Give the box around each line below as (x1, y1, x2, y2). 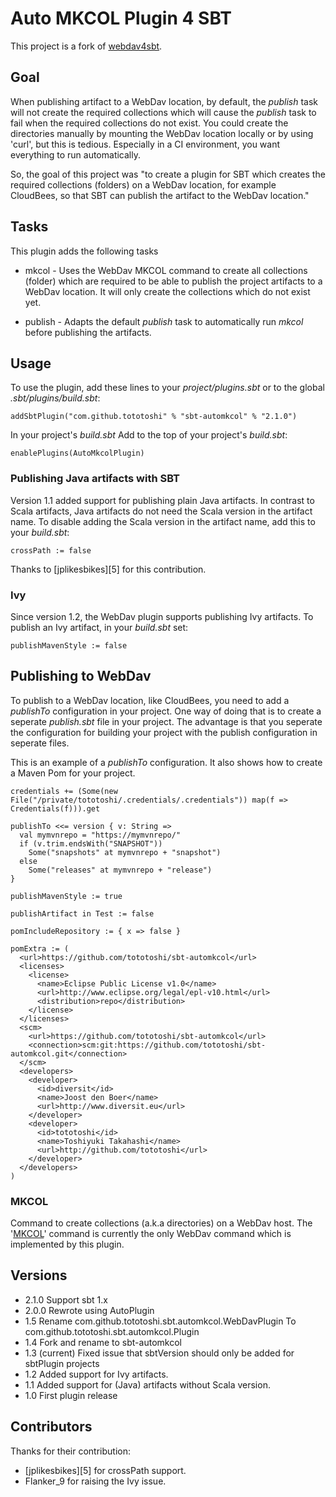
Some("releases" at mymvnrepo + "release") (28, 865, 213, 875)
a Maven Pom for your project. (10, 767, 136, 779)
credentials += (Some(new (10, 786, 118, 796)
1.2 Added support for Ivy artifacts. (24, 1368, 169, 1380)
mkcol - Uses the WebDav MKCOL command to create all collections (24, 264, 308, 276)
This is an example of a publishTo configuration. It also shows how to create (10, 756, 323, 768)
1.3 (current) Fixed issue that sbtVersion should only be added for (24, 1347, 295, 1359)
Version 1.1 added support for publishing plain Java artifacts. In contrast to (10, 494, 315, 506)
